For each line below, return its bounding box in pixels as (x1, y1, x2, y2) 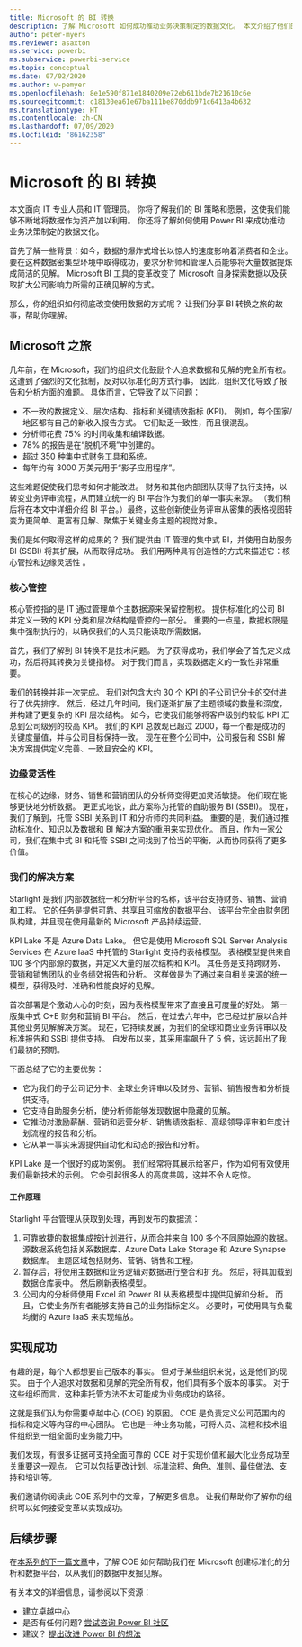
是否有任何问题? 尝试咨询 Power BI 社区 (22, 1617, 169, 1628)
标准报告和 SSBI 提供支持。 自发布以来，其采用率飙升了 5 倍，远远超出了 (9, 1033, 279, 1043)
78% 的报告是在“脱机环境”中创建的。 (22, 439, 160, 450)
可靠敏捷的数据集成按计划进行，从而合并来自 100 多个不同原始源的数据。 (22, 1232, 293, 1243)
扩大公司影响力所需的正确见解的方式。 (16, 278, 159, 289)
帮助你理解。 (24, 309, 73, 320)
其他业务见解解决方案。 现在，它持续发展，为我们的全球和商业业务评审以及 (9, 1022, 288, 1033)
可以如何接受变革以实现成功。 (16, 1502, 128, 1513)
